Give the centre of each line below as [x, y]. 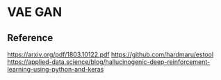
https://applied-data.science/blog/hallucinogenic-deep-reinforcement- [109, 62]
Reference [30, 38]
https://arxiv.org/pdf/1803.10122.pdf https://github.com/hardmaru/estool [110, 54]
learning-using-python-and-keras [56, 69]
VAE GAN [35, 12]
